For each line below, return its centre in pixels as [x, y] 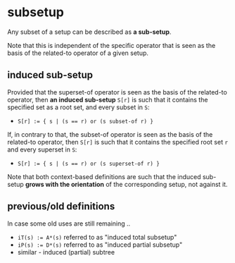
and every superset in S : [42, 149]
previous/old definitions [61, 206]
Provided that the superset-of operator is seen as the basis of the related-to [117, 92]
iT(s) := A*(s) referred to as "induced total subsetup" [97, 237]
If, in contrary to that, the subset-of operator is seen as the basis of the [110, 134]
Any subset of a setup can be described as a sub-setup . [89, 32]
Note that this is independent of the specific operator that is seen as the [112, 45]
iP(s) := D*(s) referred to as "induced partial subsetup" [100, 245]
